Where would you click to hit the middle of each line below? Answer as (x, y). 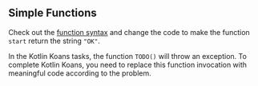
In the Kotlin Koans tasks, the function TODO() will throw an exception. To (127, 56)
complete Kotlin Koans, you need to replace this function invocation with (127, 64)
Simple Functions (53, 13)
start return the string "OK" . (54, 41)
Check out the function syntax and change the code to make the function (129, 32)
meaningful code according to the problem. (80, 73)
